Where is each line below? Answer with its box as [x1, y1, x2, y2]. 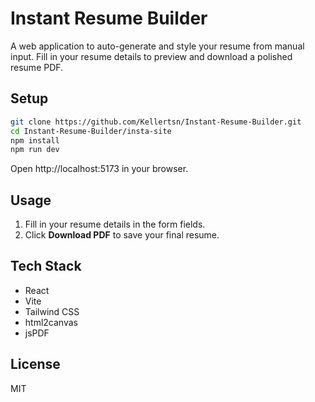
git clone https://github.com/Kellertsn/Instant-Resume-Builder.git [10, 117, 302, 127]
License [10, 356, 61, 373]
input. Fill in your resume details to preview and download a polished [10, 50, 293, 62]
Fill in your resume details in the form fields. [24, 218, 206, 231]
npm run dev [10, 145, 60, 155]
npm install [10, 135, 60, 146]
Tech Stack [10, 258, 82, 275]
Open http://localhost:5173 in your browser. [10, 163, 189, 175]
